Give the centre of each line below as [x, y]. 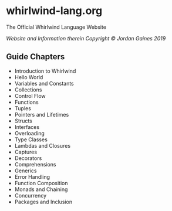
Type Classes [31, 139]
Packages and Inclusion [43, 202]
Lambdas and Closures [43, 145]
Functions [27, 102]
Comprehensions [36, 164]
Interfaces [27, 127]
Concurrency [31, 195]
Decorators [28, 158]
